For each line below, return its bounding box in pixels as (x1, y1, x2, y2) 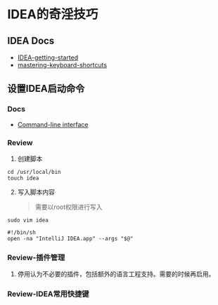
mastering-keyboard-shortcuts (17, 61, 108, 69)
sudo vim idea (7, 217, 49, 224)
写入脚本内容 (17, 187, 55, 196)
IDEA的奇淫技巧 (7, 6, 98, 22)
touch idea (7, 175, 39, 182)
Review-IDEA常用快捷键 (7, 289, 89, 299)
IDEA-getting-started (17, 53, 79, 62)
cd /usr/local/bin (7, 168, 61, 175)
